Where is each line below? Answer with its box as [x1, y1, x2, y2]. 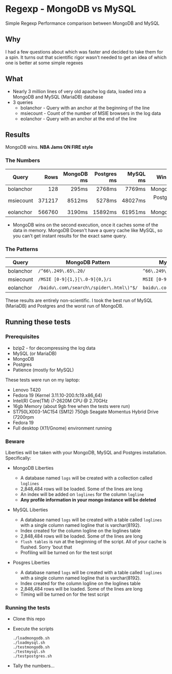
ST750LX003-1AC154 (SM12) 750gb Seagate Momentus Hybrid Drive [12, 409, 159, 415]
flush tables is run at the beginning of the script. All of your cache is [20, 538, 166, 544]
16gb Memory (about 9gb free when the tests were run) [12, 403, 131, 409]
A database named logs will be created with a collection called [20, 474, 153, 481]
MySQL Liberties [12, 506, 48, 512]
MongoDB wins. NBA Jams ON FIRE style [5, 144, 93, 150]
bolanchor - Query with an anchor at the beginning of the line [20, 104, 150, 111]
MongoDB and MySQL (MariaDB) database [12, 94, 103, 100]
